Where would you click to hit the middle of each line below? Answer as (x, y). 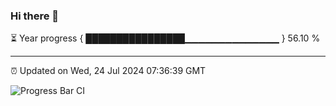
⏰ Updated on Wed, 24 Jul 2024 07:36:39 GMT (108, 71)
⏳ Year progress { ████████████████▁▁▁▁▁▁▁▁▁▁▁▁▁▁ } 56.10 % (165, 38)
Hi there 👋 (35, 16)
